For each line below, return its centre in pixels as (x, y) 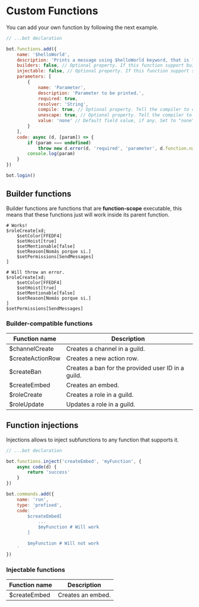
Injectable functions (36, 570)
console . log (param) (52, 154)
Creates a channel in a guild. (105, 349)
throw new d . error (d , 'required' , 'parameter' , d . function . (113, 148)
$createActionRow (35, 358)
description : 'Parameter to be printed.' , (91, 93)
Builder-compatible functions (49, 323)
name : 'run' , (33, 500)
